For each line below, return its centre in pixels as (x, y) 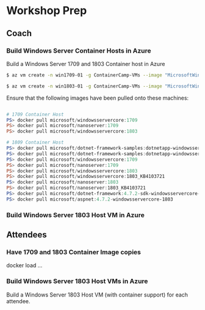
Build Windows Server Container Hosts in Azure (79, 51)
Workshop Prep (47, 11)
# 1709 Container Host (35, 114)
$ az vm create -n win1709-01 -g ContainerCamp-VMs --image (85, 75)
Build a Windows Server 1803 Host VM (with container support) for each (97, 295)
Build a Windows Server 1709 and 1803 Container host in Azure (86, 64)
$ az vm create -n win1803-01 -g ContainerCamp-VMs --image (85, 86)
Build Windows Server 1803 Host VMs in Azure (77, 281)
